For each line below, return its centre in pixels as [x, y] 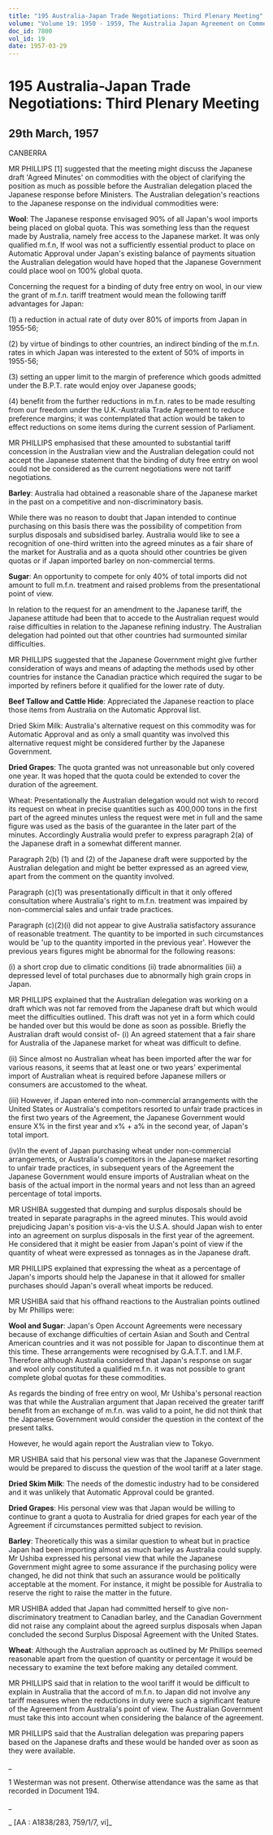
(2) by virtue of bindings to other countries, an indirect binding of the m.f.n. [134, 344]
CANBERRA [28, 153]
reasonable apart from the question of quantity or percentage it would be [131, 1659]
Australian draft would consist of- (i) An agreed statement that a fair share [132, 1034]
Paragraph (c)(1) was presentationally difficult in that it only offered [121, 892]
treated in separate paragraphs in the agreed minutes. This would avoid [128, 1218]
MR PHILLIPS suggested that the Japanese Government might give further [133, 660]
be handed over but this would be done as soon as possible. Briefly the [127, 1026]
